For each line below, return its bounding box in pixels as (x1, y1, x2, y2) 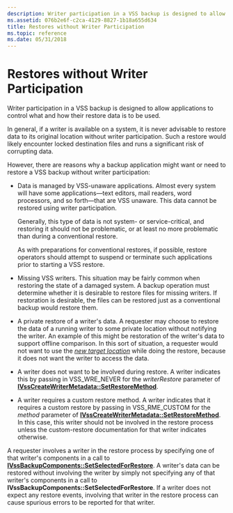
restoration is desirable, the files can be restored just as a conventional (17, 296, 220, 305)
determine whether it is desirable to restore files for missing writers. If (17, 289, 218, 297)
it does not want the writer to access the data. (17, 354, 150, 362)
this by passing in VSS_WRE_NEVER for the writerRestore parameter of (17, 375, 220, 383)
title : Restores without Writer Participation (7, 23, 145, 30)
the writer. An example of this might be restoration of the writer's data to (17, 332, 225, 340)
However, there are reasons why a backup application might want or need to (7, 161, 226, 169)
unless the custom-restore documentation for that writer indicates (17, 426, 207, 434)
